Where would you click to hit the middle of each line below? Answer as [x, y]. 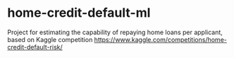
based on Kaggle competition [50, 39]
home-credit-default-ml [79, 13]
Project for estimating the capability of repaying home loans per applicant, [115, 32]
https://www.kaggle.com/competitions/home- [160, 39]
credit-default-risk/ [35, 47]
